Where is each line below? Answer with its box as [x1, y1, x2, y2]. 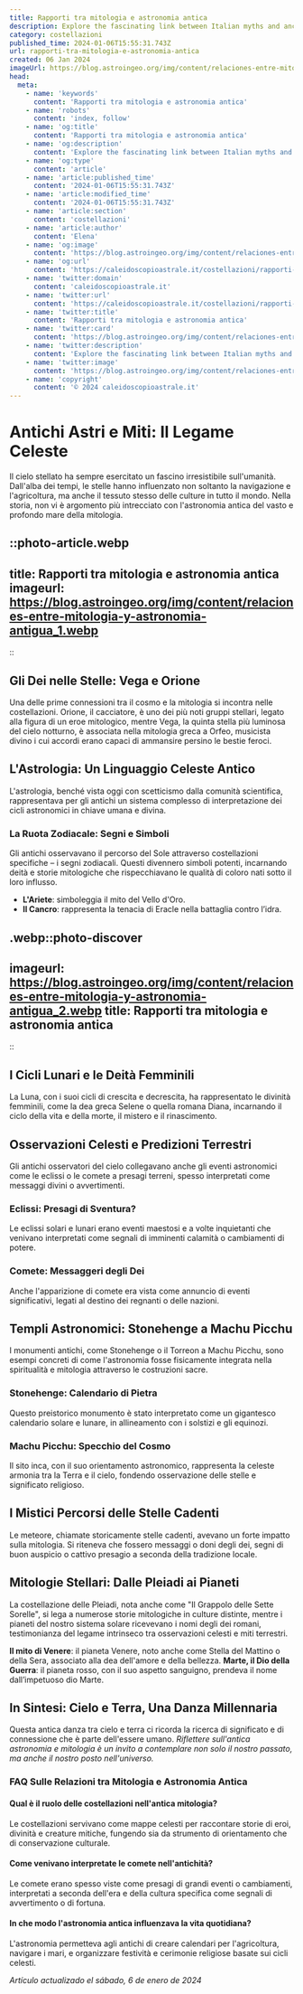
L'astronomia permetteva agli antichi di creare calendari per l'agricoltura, [9, 1938, 280, 1949]
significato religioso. [9, 1480, 85, 1491]
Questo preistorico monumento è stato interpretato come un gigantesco [9, 1407, 277, 1418]
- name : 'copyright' [25, 374, 103, 384]
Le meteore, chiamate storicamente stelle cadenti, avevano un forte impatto [9, 1529, 290, 1540]
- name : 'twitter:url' [25, 290, 111, 299]
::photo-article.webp [9, 535, 130, 551]
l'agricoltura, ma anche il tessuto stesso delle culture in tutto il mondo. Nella [9, 490, 291, 502]
